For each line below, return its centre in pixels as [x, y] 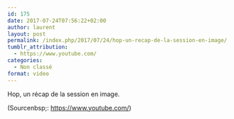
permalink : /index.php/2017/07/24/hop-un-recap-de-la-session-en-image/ [117, 41]
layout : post [27, 34]
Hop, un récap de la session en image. [64, 94]
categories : [25, 61]
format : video [28, 73]
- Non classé [33, 67]
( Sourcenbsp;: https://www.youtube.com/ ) [69, 108]
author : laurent [31, 27]
